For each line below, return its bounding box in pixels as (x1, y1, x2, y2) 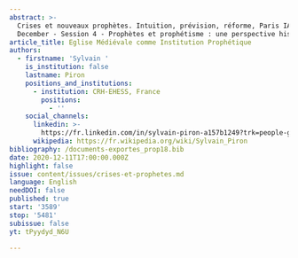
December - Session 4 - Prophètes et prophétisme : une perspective (17, 29, 276, 38)
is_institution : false (25, 63, 109, 72)
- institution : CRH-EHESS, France (32, 87, 161, 96)
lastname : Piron (25, 71, 86, 80)
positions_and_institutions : (25, 79, 133, 88)
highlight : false (9, 161, 74, 170)
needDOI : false (9, 186, 66, 195)
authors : (9, 46, 42, 55)
